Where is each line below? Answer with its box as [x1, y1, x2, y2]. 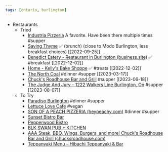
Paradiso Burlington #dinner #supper [27, 97, 105, 104]
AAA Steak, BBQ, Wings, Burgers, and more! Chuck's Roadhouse [27, 130, 163, 136]
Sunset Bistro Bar [27, 113, 64, 120]
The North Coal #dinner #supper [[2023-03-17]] [27, 70, 129, 77]
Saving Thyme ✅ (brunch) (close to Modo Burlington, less [27, 43, 148, 49]
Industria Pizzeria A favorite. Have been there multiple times [27, 32, 153, 38]
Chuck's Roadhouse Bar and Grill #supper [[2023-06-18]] [27, 76, 148, 82]
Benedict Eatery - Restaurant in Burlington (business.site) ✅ [27, 54, 153, 60]
